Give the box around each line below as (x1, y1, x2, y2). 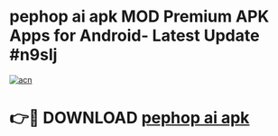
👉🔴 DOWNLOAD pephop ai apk (9, 108, 250, 128)
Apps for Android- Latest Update (9, 25, 260, 46)
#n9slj (9, 45, 58, 65)
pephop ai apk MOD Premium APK (9, 6, 270, 27)
